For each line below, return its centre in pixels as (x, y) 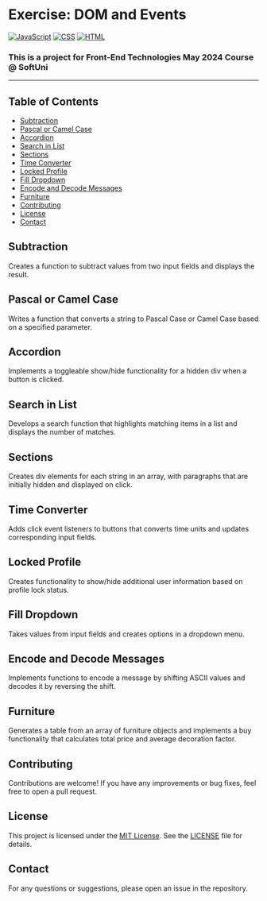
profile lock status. (39, 590)
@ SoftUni (28, 67)
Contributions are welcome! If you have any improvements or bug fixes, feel (132, 783)
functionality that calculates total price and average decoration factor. (122, 739)
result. (19, 274)
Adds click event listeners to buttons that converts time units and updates (129, 528)
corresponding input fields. (52, 537)
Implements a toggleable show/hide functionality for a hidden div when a (128, 371)
